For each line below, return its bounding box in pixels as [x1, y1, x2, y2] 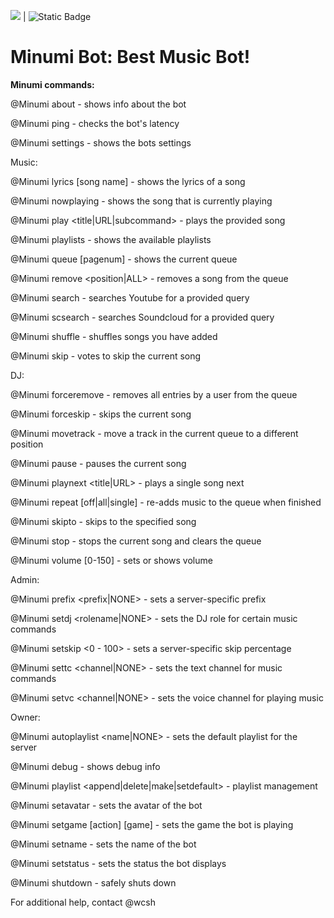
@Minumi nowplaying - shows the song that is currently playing [10, 195, 273, 207]
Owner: [10, 711, 41, 723]
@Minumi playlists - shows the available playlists [10, 233, 212, 245]
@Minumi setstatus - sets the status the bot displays [10, 857, 227, 869]
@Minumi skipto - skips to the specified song [10, 515, 197, 527]
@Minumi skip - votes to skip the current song [10, 350, 202, 362]
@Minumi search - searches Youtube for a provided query [10, 291, 250, 304]
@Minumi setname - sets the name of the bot [10, 838, 197, 850]
